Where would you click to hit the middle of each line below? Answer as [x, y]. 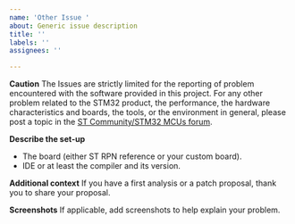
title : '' [28, 34]
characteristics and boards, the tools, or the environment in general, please [147, 112]
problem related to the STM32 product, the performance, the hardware [140, 103]
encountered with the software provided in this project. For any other [136, 94]
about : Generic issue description [74, 26]
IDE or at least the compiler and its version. [101, 166]
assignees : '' [36, 51]
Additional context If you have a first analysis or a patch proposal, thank [143, 183]
